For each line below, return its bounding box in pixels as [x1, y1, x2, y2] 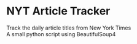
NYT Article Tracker [6, 4, 111, 18]
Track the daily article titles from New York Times [6, 24, 131, 31]
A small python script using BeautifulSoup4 [6, 30, 116, 37]
